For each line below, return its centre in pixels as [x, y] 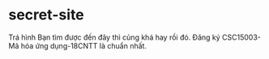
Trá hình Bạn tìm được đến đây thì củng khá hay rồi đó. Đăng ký [114, 37]
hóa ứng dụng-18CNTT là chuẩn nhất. [84, 45]
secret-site [47, 15]
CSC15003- [241, 37]
